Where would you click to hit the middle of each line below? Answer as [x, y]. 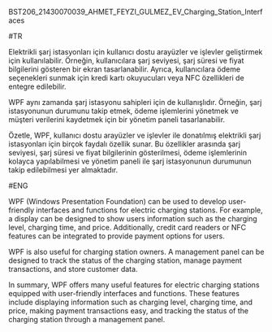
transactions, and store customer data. [73, 269]
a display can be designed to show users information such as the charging [133, 218]
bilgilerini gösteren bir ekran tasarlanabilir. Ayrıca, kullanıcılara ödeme [125, 69]
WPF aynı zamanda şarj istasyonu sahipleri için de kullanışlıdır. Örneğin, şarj [135, 102]
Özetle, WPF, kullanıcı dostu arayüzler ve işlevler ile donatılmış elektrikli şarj [135, 135]
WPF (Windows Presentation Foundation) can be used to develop [118, 201]
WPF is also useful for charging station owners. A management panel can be [136, 252]
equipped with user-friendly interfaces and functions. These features [124, 293]
